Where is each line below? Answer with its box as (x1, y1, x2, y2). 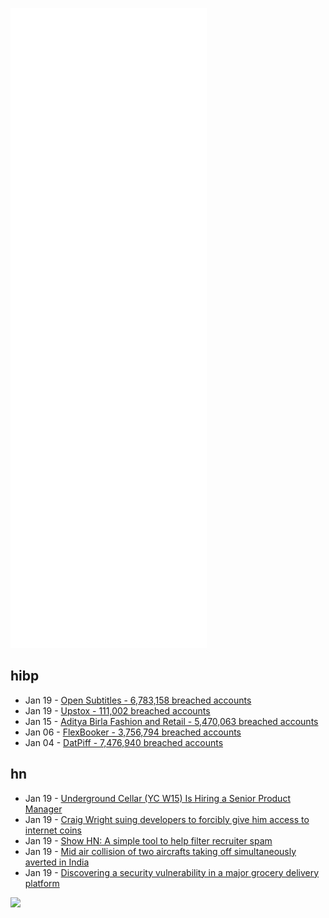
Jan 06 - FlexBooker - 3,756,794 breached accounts (24, 726, 242, 738)
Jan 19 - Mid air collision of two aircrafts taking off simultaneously (24, 845, 297, 857)
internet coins (24, 824, 82, 836)
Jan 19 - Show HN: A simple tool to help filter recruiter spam (24, 834, 273, 847)
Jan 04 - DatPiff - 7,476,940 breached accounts (24, 736, 224, 748)
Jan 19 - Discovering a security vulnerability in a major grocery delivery (24, 866, 320, 878)
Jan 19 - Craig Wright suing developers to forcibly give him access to (24, 813, 310, 825)
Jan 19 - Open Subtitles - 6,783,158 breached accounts (24, 694, 252, 706)
